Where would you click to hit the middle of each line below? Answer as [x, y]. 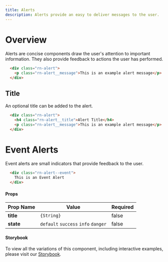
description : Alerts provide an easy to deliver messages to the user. [82, 15]
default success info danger [73, 224]
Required [122, 207]
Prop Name [22, 207]
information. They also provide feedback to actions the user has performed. [84, 59]
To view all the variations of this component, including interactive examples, [84, 249]
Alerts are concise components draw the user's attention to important [78, 54]
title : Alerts [20, 10]
